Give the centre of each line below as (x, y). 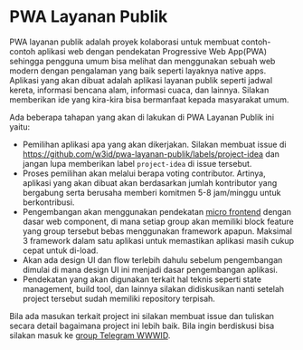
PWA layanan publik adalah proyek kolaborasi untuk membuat (124, 42)
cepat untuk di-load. (60, 250)
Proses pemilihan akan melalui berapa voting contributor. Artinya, (144, 173)
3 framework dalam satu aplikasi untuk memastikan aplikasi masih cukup (158, 240)
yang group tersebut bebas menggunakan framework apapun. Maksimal (157, 231)
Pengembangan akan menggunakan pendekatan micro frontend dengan (157, 211)
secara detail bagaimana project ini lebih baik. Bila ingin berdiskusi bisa (142, 326)
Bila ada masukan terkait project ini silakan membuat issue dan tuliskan (142, 316)
